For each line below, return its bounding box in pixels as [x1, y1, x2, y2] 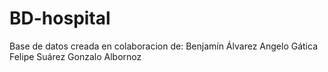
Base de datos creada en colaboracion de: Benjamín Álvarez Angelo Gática [9, 40, 318, 52]
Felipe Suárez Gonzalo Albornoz [9, 50, 142, 62]
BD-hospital [9, 7, 111, 30]
